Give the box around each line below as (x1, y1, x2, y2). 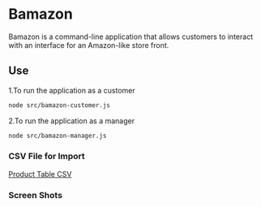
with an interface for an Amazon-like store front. (8, 40, 169, 50)
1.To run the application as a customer (8, 85, 135, 95)
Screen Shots (8, 189, 63, 201)
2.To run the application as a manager (8, 115, 135, 126)
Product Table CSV (8, 169, 72, 179)
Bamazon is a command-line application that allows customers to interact (8, 32, 254, 41)
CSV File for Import (8, 151, 85, 162)
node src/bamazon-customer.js (8, 101, 111, 110)
